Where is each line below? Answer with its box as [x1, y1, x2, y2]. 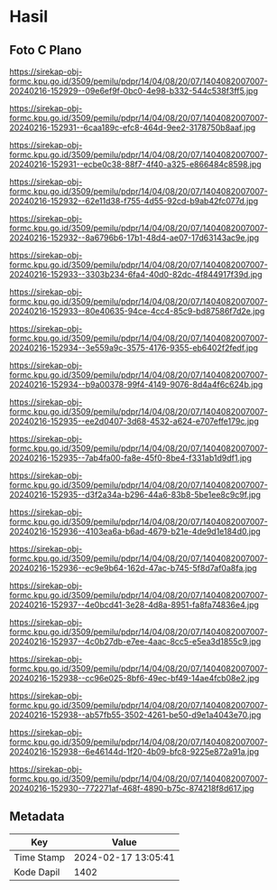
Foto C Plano [9, 42, 82, 58]
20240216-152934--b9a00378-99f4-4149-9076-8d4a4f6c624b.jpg [9, 379, 263, 389]
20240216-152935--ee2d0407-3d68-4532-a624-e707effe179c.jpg [9, 416, 260, 426]
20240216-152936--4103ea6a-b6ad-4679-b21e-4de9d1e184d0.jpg [9, 526, 262, 537]
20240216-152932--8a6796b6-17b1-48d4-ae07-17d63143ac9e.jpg [9, 232, 260, 243]
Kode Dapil [14, 866, 60, 878]
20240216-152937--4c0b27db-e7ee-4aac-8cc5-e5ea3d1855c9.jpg [9, 636, 262, 647]
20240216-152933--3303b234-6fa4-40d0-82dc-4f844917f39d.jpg [9, 269, 263, 279]
